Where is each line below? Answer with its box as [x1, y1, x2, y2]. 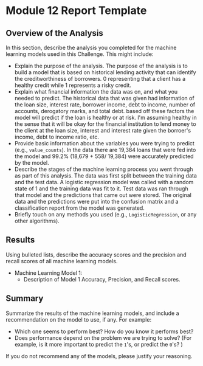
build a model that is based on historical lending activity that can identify [14, 69, 196, 76]
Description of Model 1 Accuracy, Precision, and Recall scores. [23, 275, 181, 283]
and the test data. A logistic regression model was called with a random [14, 179, 194, 185]
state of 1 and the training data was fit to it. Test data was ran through [14, 185, 189, 192]
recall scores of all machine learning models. [5, 257, 118, 264]
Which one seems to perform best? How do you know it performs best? [14, 328, 194, 335]
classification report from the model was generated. [14, 204, 145, 212]
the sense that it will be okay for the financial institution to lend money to [14, 120, 196, 128]
